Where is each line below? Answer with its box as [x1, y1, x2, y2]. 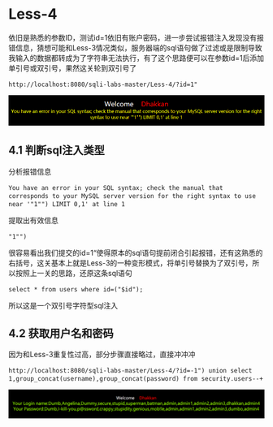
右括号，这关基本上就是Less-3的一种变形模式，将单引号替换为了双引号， [8, 257, 253, 268]
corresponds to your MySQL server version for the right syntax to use [8, 192, 256, 200]
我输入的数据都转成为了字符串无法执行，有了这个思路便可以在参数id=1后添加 [8, 53, 264, 63]
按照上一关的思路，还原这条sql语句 [15, 268, 132, 278]
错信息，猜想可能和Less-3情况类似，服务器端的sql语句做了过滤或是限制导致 [8, 42, 262, 53]
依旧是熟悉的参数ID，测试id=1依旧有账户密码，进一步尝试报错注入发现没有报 [8, 32, 264, 42]
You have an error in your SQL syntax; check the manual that [8, 183, 223, 192]
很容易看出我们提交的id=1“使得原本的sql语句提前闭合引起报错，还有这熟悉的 [8, 248, 263, 257]
